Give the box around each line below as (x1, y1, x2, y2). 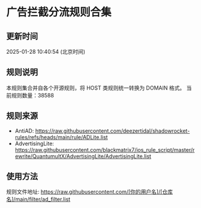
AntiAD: (14, 127, 34, 134)
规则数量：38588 (11, 91, 54, 99)
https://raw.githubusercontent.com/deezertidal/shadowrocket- (35, 127, 190, 134)
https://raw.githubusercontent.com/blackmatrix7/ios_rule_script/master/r (14, 146, 195, 153)
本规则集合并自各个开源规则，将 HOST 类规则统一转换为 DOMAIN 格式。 (6, 84, 185, 91)
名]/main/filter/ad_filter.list (6, 195, 71, 203)
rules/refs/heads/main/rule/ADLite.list (14, 133, 108, 140)
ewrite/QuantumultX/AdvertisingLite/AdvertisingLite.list (14, 152, 152, 160)
